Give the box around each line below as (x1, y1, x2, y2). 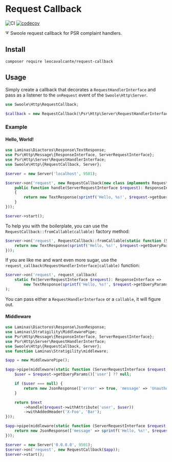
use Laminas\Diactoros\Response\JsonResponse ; (5, 324, 106, 330)
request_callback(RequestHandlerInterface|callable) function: (5, 262, 140, 268)
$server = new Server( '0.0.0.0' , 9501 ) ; (5, 442, 93, 447)
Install (5, 45, 26, 54)
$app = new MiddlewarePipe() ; (5, 358, 70, 363)
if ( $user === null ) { (14, 381, 63, 387)
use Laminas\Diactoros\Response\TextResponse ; (5, 147, 106, 153)
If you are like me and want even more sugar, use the (5, 257, 117, 263)
